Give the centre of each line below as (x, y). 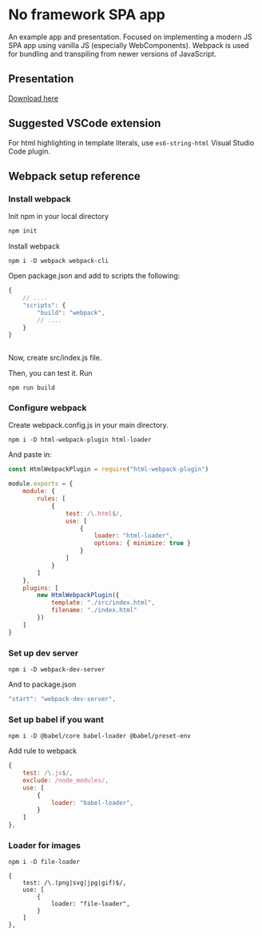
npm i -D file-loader (44, 862)
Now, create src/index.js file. (55, 358)
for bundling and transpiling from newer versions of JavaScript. (113, 54)
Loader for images (45, 845)
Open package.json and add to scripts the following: (94, 276)
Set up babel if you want (56, 719)
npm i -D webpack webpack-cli (59, 261)
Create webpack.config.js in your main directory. (89, 425)
